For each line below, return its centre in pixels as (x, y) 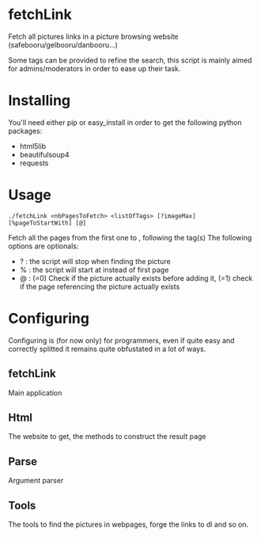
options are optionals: (43, 246)
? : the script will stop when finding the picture (95, 261)
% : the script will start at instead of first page (94, 270)
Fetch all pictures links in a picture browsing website (93, 36)
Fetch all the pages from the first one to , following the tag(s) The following (130, 237)
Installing (40, 101)
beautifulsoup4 (44, 154)
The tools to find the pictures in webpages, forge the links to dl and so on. (129, 524)
